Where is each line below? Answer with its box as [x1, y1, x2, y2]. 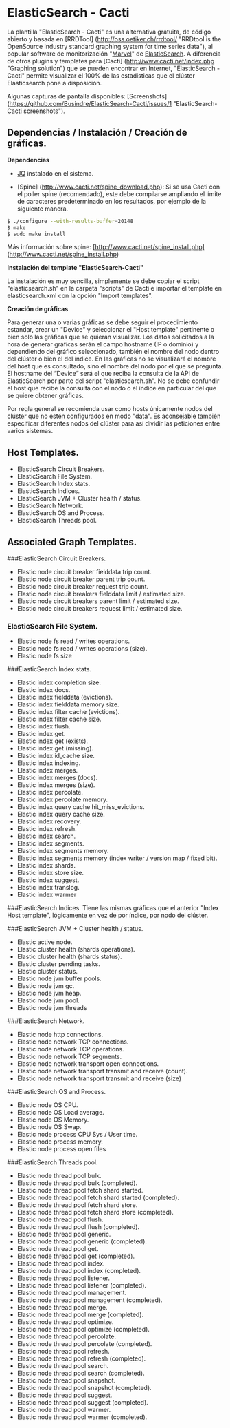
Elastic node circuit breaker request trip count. [16, 582, 149, 590]
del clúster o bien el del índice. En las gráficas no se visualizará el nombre [7, 355, 216, 363]
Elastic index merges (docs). [16, 773, 98, 782]
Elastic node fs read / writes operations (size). [16, 644, 148, 653]
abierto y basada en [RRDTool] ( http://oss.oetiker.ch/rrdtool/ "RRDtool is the [7, 34, 222, 43]
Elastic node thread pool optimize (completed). [16, 1325, 150, 1334]
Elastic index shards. [16, 861, 76, 870]
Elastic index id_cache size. [16, 752, 95, 760]
